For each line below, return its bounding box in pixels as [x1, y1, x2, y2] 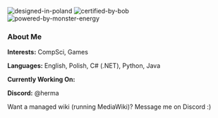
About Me [7, 32, 42, 42]
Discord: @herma [7, 89, 59, 98]
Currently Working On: [7, 75, 75, 84]
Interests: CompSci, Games [7, 48, 88, 57]
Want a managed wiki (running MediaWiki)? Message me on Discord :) [7, 102, 212, 111]
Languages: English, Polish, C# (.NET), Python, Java [7, 61, 161, 70]
